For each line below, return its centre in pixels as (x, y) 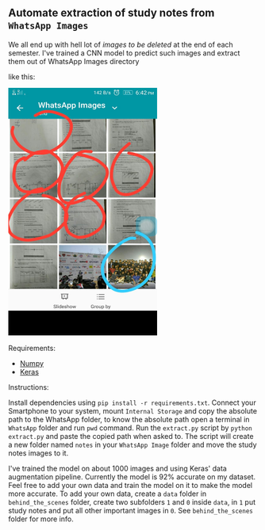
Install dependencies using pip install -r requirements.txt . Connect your (132, 402)
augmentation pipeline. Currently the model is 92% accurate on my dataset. (132, 477)
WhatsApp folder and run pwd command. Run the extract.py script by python (130, 428)
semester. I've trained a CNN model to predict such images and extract (124, 53)
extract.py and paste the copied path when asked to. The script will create (131, 436)
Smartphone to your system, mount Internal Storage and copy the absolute (133, 410)
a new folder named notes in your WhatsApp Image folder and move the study (132, 444)
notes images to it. (38, 453)
